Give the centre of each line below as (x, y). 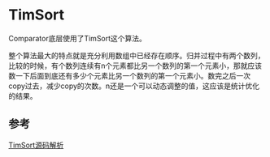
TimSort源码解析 (36, 145)
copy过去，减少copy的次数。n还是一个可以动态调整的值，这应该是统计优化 (134, 86)
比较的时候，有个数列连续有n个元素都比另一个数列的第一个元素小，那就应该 (135, 66)
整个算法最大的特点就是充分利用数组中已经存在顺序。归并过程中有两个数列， (137, 55)
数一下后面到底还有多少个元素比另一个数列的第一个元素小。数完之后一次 (129, 75)
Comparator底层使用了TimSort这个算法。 (77, 38)
